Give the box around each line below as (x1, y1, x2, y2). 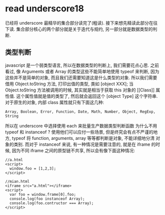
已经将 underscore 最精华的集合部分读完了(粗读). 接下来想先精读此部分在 (5, 20, 154, 26)
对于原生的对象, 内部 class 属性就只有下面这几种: (5, 99, 104, 105)
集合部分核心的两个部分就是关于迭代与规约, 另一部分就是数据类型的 (16, 26, 153, 32)
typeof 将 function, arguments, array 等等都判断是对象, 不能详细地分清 (11, 135, 155, 141)
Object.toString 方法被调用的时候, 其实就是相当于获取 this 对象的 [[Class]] (5, 87, 155, 93)
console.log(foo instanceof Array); (9, 196, 85, 201)
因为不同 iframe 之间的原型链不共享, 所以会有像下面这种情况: (11, 147, 135, 153)
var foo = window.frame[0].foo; (9, 192, 77, 197)
